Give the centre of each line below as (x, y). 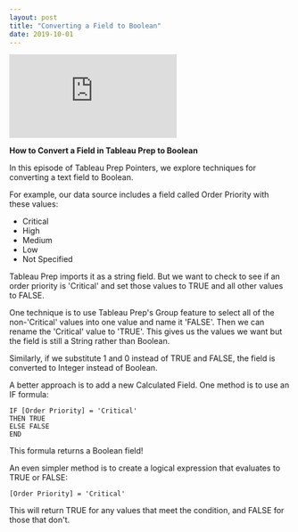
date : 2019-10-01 (41, 34)
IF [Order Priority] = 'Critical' (74, 411)
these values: (34, 204)
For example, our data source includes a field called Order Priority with (139, 195)
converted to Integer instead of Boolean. (83, 368)
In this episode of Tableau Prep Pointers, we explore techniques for (133, 168)
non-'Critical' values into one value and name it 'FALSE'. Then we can (137, 323)
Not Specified (47, 259)
